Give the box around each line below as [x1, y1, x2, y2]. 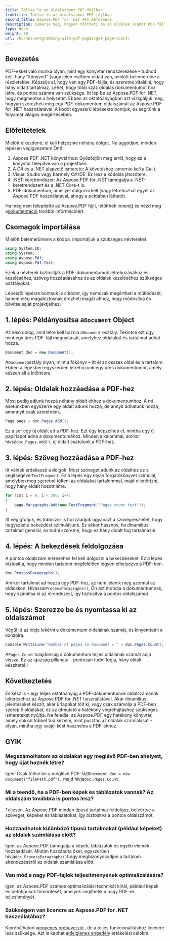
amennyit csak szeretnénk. [5, 409, 62, 415]
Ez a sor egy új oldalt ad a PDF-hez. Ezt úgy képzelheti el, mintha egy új [5, 428, 155, 434]
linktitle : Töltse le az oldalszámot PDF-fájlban [5, 12, 112, 17]
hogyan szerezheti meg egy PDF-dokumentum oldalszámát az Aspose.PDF [5, 100, 162, 107]
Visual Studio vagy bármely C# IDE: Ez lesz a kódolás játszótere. [12, 171, 147, 177]
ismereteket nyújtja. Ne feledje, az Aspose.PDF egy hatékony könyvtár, [5, 712, 153, 718]
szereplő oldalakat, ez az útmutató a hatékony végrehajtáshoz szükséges [5, 707, 158, 713]
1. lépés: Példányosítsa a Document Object [5, 316, 135, 325]
